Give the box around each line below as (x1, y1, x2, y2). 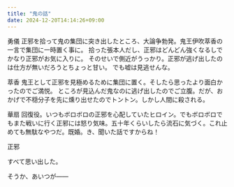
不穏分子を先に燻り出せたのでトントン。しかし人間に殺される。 (25, 95, 210, 103)
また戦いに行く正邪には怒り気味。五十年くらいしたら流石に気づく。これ (13, 119, 221, 127)
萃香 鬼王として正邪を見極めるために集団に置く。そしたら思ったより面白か (7, 77, 224, 86)
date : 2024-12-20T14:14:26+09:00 (7, 17, 105, 24)
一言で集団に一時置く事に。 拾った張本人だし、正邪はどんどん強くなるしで (7, 45, 224, 54)
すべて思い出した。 (7, 157, 62, 165)
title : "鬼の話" (7, 10, 52, 17)
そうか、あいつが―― (7, 172, 68, 180)
